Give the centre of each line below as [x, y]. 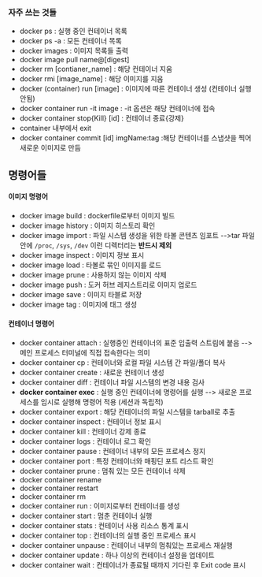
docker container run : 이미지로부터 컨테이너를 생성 [100, 506]
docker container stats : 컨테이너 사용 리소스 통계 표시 [104, 526]
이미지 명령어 [28, 197]
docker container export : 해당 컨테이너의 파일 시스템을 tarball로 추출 [127, 412]
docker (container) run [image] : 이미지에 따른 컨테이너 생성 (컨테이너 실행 [135, 89]
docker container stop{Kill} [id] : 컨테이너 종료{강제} [102, 118]
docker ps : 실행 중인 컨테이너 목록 [73, 31]
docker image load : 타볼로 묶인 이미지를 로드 [90, 265]
